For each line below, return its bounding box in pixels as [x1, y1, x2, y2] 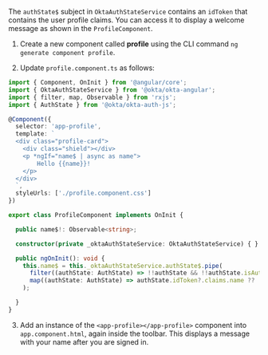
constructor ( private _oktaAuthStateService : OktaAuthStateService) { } [15, 239, 259, 248]
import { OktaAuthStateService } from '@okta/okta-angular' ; [8, 85, 216, 94]
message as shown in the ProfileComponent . [8, 24, 153, 33]
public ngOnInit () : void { [15, 254, 105, 262]
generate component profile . [19, 48, 116, 57]
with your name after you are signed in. [19, 337, 149, 346]
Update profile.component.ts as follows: [19, 63, 156, 73]
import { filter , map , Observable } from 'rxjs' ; [8, 93, 177, 101]
